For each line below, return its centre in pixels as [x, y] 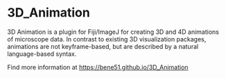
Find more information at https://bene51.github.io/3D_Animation [98, 67]
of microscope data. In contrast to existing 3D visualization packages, [107, 39]
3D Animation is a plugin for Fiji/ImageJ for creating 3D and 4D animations [113, 32]
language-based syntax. [42, 54]
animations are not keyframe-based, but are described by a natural [103, 46]
